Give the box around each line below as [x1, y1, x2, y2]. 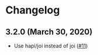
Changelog [5, 4, 60, 17]
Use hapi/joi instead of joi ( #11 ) [13, 42, 88, 49]
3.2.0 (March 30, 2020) [5, 27, 93, 37]
